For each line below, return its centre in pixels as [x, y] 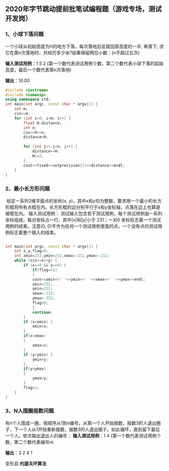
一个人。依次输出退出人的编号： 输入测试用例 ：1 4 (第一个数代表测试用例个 [83, 436]
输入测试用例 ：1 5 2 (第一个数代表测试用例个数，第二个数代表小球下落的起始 [84, 63]
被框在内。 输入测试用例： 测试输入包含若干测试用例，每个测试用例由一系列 [84, 213]
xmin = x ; [40, 326]
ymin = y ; [40, 359]
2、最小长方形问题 [28, 189]
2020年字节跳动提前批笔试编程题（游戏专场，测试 [83, 9]
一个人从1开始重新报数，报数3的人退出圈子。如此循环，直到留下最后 [89, 429]
